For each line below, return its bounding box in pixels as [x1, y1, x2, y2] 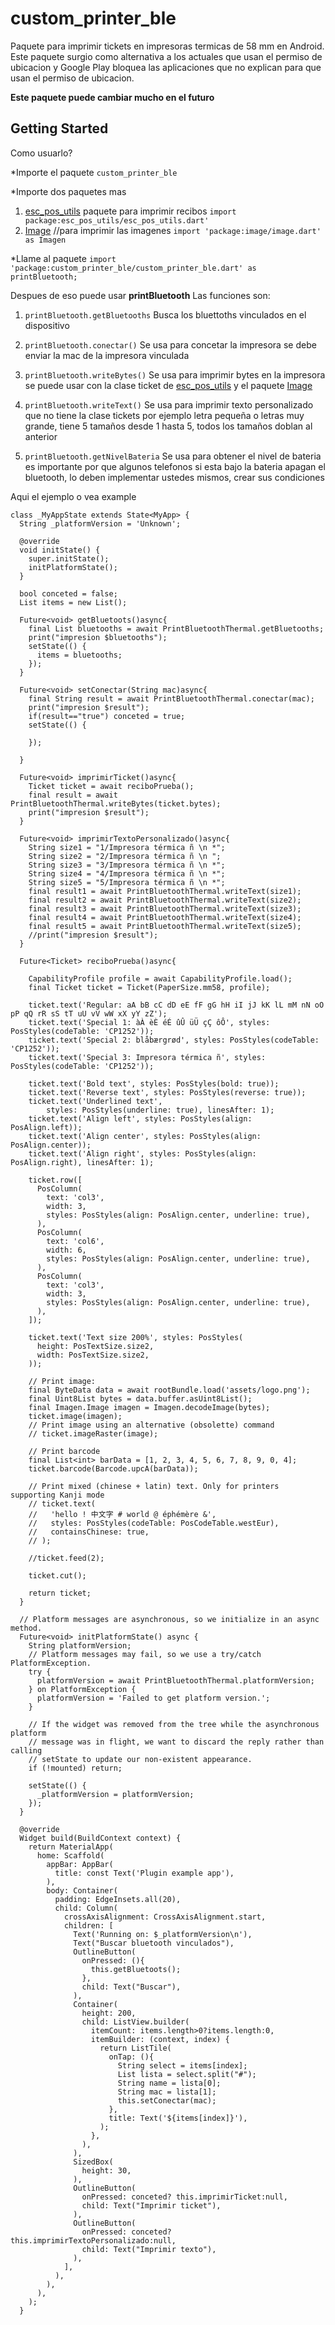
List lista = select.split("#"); [117, 2069, 257, 2079]
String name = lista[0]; [117, 2078, 222, 2088]
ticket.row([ [28, 1175, 83, 1185]
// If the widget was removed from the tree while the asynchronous [28, 1719, 320, 1729]
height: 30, [81, 2165, 132, 2176]
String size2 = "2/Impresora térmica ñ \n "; [28, 851, 222, 861]
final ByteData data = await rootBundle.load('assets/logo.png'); [28, 1385, 311, 1395]
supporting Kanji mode [10, 1490, 105, 1500]
